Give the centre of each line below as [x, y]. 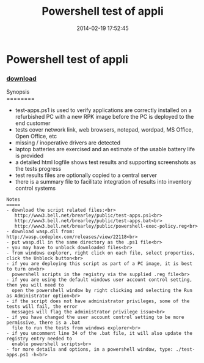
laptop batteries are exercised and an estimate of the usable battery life [105, 149]
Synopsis [18, 92]
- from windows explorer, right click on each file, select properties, [101, 253]
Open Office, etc [36, 137]
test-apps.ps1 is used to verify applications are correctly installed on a [104, 110]
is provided [29, 156]
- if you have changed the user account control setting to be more [95, 317]
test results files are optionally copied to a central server [86, 175]
